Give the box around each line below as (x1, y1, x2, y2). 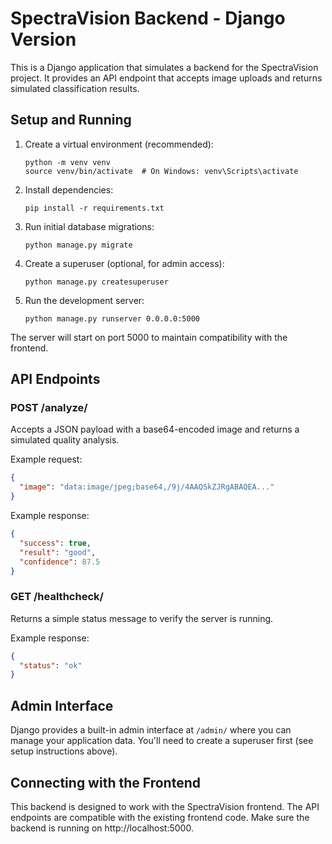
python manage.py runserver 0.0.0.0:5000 (24, 313, 200, 324)
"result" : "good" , (19, 547, 97, 557)
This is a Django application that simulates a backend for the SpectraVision (10, 61, 319, 73)
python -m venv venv (24, 157, 111, 167)
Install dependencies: (24, 183, 114, 196)
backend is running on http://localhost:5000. (10, 822, 194, 834)
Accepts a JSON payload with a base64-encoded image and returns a (10, 423, 300, 436)
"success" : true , (19, 538, 92, 548)
